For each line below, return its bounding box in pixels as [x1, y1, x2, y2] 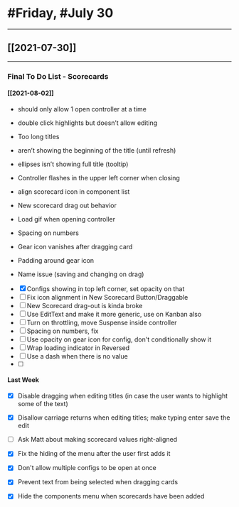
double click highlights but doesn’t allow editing [17, 119, 158, 127]
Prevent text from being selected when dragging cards [17, 478, 179, 486]
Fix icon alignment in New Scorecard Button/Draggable [26, 293, 188, 301]
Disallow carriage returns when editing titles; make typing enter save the [17, 413, 230, 422]
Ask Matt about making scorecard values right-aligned [17, 435, 178, 444]
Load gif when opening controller [17, 214, 116, 223]
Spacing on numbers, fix [26, 327, 99, 335]
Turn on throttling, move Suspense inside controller [26, 318, 177, 327]
